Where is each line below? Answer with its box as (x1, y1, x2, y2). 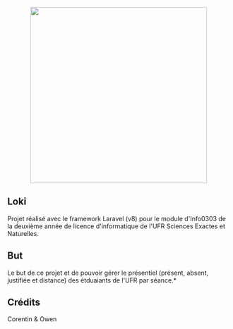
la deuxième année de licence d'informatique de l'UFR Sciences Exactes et (7, 222, 226, 230)
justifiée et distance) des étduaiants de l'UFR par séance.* (7, 275, 177, 285)
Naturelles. (7, 229, 39, 237)
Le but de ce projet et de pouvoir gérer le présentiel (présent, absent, (7, 268, 209, 277)
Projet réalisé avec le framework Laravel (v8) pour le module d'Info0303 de (7, 214, 226, 223)
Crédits (7, 297, 41, 309)
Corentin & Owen (7, 315, 57, 323)
